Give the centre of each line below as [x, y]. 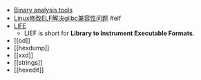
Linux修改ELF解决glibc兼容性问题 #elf [67, 18]
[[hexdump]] [31, 48]
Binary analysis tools [43, 10]
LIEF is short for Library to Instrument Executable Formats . [109, 33]
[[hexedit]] [29, 70]
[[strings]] [28, 62]
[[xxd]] [23, 55]
